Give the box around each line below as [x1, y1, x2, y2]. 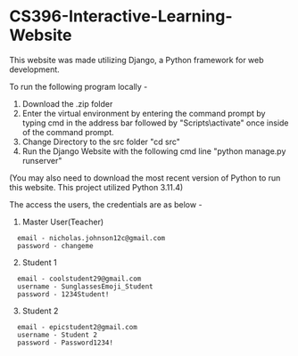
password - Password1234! [17, 338, 114, 347]
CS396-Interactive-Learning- [9, 6, 234, 27]
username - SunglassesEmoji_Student [17, 282, 153, 291]
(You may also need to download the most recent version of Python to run [9, 172, 281, 183]
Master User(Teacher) [21, 216, 104, 227]
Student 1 [21, 256, 57, 268]
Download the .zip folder [21, 98, 113, 109]
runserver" [21, 155, 62, 166]
